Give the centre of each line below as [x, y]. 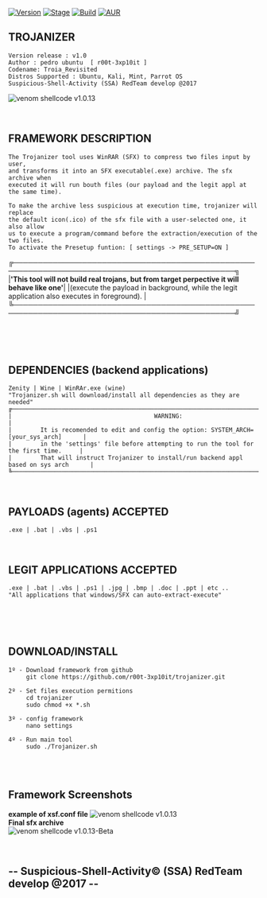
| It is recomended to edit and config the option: [108, 430]
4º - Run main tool [41, 740]
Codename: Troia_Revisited [53, 69]
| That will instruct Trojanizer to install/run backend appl [126, 458]
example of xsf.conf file [48, 814]
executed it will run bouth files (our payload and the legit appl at [128, 185]
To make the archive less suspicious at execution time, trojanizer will [133, 206]
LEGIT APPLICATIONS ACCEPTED [93, 570]
